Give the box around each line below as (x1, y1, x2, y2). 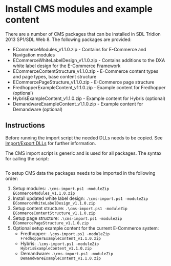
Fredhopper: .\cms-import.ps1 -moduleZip (20, 230, 110, 236)
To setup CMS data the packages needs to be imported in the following (5, 170, 156, 176)
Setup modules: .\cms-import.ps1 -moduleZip (12, 185, 110, 191)
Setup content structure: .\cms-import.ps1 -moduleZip (12, 205, 128, 211)
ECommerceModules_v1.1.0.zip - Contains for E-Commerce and (12, 46, 146, 52)
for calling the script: (5, 155, 49, 161)
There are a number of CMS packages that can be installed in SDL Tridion (5, 31, 161, 37)
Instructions (5, 121, 45, 130)
